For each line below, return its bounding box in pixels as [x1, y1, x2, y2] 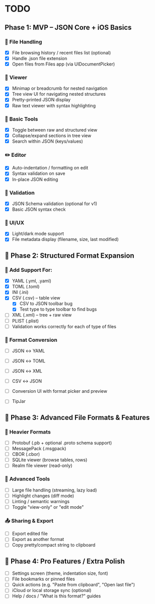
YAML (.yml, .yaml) [12, 278, 51, 284]
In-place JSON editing [12, 176, 58, 182]
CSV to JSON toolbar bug [19, 300, 73, 307]
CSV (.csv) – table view [12, 295, 61, 301]
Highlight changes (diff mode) [12, 493, 74, 499]
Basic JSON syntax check [12, 206, 66, 212]
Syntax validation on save [12, 170, 65, 176]
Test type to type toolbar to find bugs [19, 306, 97, 313]
